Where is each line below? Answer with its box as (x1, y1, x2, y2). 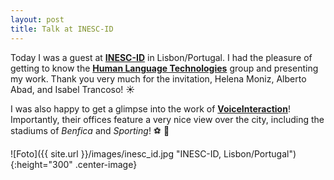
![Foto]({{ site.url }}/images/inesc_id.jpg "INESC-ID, (10, 147, 222, 160)
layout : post (10, 14, 65, 25)
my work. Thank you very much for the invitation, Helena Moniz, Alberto (10, 72, 307, 85)
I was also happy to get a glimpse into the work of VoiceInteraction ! (10, 102, 291, 115)
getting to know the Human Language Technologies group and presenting (10, 62, 319, 74)
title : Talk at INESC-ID (10, 24, 114, 34)
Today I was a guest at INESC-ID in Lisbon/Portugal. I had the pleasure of (10, 51, 313, 63)
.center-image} (74, 158, 138, 170)
